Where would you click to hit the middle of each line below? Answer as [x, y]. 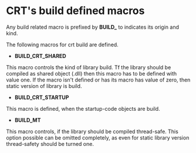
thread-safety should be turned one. [50, 144]
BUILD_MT [28, 120]
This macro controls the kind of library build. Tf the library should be [89, 67]
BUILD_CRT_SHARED [40, 56]
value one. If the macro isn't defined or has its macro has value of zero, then [98, 80]
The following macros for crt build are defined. [62, 45]
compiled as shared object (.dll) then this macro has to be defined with [92, 73]
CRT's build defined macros [75, 11]
